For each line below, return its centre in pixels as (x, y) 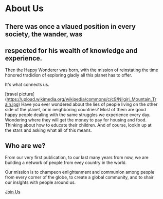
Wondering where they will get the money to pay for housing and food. (76, 120)
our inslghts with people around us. (40, 182)
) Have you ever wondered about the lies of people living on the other (88, 104)
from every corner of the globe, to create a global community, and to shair (79, 177)
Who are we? (25, 146)
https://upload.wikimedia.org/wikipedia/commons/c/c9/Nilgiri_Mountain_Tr (81, 99)
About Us (24, 9)
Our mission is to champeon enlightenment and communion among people (80, 172)
